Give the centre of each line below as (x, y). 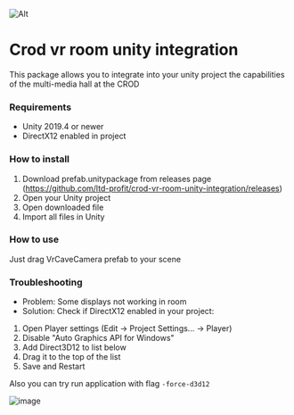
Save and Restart (53, 367)
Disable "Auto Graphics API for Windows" (98, 338)
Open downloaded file (63, 207)
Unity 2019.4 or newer (63, 127)
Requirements (41, 107)
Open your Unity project (66, 197)
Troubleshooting (46, 282)
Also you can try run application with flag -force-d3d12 (110, 384)
